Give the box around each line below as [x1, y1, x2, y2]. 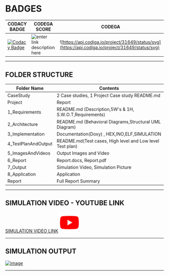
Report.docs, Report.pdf [56, 157, 107, 163]
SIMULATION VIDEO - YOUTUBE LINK [5, 199, 125, 207]
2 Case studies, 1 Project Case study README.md [56, 92, 161, 98]
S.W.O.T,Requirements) [56, 111, 106, 118]
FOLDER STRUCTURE [5, 70, 73, 79]
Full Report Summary [56, 178, 101, 184]
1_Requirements [7, 109, 41, 115]
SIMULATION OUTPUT [5, 247, 76, 255]
